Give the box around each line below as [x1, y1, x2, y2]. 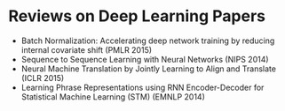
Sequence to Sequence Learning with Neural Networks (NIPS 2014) [20, 54, 269, 64]
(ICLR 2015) [20, 72, 65, 83]
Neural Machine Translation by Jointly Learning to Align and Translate [20, 63, 277, 74]
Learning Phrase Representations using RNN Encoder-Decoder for [20, 82, 265, 92]
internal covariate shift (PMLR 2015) [20, 44, 153, 55]
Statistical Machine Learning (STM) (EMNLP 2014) [20, 91, 205, 102]
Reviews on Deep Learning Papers [8, 6, 265, 26]
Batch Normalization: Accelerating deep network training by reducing [20, 35, 275, 46]
